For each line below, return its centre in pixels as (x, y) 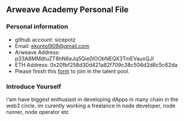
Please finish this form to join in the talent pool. (72, 71)
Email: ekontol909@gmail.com (52, 46)
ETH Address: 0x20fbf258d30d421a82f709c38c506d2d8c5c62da (96, 65)
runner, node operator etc (38, 112)
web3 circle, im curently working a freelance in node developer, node (91, 106)
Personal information (37, 27)
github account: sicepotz (45, 39)
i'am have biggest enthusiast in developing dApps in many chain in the (92, 99)
